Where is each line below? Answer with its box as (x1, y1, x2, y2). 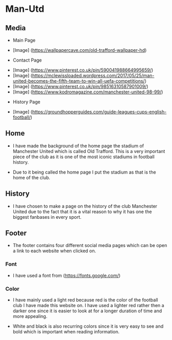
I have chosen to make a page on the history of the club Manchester (12, 203, 158, 209)
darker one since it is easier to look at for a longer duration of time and (12, 308, 162, 314)
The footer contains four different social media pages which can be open (12, 242, 167, 249)
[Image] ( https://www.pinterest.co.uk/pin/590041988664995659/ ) (12, 67, 154, 73)
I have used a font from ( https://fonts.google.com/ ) (12, 272, 121, 278)
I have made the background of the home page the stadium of (12, 142, 144, 149)
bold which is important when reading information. (12, 329, 120, 335)
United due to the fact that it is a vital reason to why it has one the (12, 209, 152, 215)
